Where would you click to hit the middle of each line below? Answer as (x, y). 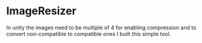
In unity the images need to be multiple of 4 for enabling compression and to (101, 27)
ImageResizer (41, 11)
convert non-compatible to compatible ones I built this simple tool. (89, 33)
